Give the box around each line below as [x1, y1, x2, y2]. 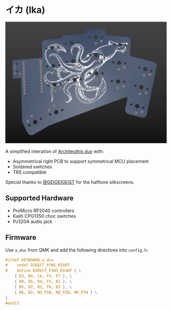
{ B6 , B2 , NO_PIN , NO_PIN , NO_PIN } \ [14, 290, 97, 295]
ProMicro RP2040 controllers [12, 208, 74, 214]
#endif [5, 300, 19, 306]
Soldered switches [12, 163, 52, 170]
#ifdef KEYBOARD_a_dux [5, 257, 54, 262]
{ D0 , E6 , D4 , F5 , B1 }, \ [14, 279, 72, 284]
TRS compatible [12, 169, 47, 175]
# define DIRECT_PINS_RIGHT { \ [5, 268, 81, 274]
